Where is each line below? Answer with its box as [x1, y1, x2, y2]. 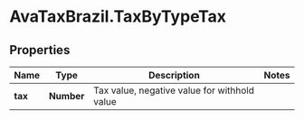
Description [147, 69, 201, 81]
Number [48, 90, 85, 102]
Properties [9, 42, 71, 58]
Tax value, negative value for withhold [93, 84, 255, 97]
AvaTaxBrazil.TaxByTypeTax [9, 6, 227, 27]
